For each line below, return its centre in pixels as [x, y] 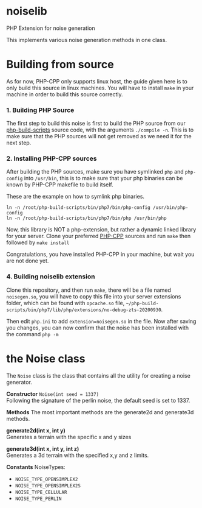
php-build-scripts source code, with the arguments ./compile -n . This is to [100, 130]
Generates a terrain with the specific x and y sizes [69, 437]
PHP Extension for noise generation [51, 28]
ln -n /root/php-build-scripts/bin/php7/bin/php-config [78, 208]
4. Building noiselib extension [51, 277]
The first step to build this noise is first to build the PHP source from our [96, 124]
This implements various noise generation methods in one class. [87, 40]
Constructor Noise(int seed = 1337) [52, 393]
